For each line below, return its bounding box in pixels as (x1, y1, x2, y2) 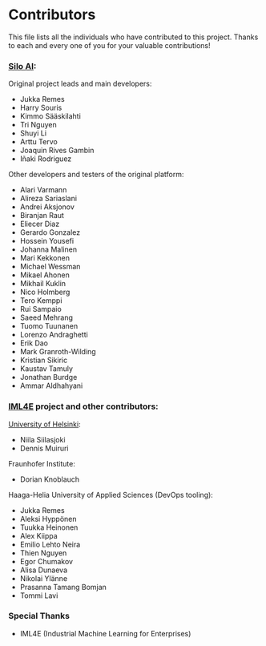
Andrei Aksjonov (19, 202, 75, 212)
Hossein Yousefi (19, 236, 75, 246)
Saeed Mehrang (19, 313, 74, 322)
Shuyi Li (19, 128, 46, 138)
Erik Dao (19, 338, 48, 348)
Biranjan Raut (19, 211, 64, 220)
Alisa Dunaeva (19, 565, 68, 575)
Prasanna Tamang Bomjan (19, 582, 107, 591)
